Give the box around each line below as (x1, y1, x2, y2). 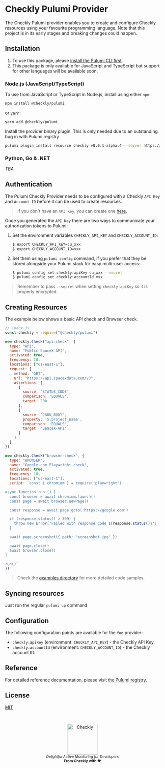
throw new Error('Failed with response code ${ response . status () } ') (14, 521, 157, 526)
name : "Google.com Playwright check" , (9, 462, 89, 467)
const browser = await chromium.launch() (9, 494, 96, 499)
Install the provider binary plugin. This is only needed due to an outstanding (5, 128, 158, 134)
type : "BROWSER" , (9, 458, 45, 463)
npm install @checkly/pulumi (5, 101, 65, 106)
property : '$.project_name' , (23, 417, 82, 422)
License (5, 691, 30, 700)
